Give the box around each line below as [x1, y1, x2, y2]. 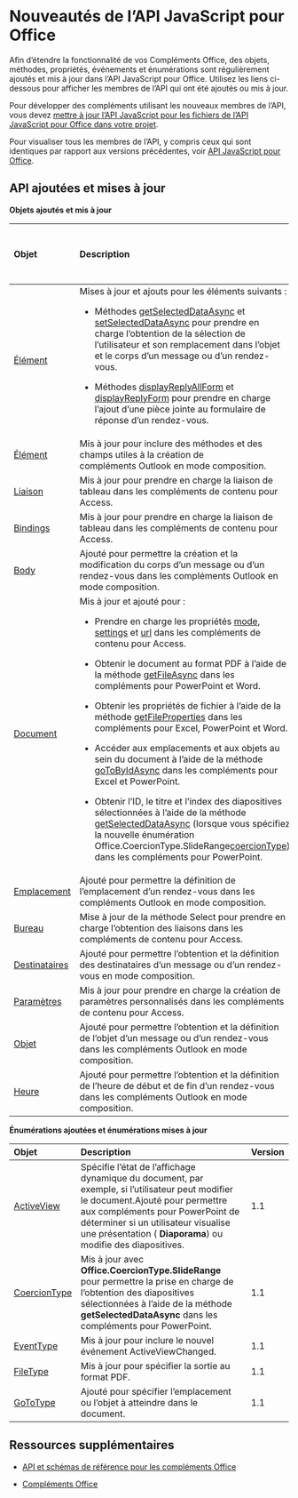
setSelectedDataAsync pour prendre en [94, 316, 260, 328]
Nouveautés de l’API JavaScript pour [9, 6, 285, 27]
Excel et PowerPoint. [94, 775, 180, 788]
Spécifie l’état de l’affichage [80, 1160, 197, 1173]
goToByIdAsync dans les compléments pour [94, 764, 278, 776]
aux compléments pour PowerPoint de [80, 1205, 240, 1217]
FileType [13, 1365, 49, 1377]
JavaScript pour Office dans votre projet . [9, 118, 159, 130]
